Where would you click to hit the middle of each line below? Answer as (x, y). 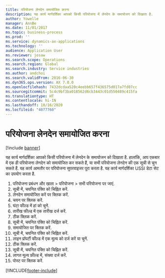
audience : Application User (34, 50)
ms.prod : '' (18, 37)
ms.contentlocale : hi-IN (31, 101)
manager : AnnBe (21, 23)
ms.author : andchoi (25, 73)
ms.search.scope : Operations (35, 60)
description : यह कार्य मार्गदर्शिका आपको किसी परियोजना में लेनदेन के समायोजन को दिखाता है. (79, 14)
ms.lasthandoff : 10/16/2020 (34, 105)
